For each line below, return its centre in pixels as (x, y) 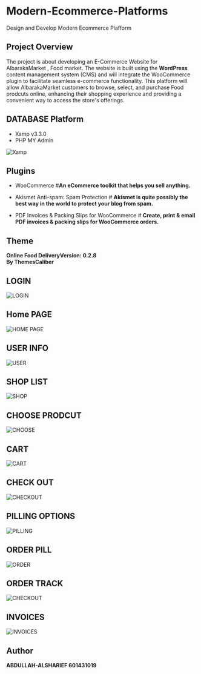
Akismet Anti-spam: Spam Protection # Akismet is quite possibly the (101, 197)
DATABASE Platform (45, 119)
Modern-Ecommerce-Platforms (87, 11)
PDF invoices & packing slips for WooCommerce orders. (87, 222)
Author (20, 651)
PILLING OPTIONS (41, 516)
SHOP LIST (27, 382)
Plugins (21, 171)
